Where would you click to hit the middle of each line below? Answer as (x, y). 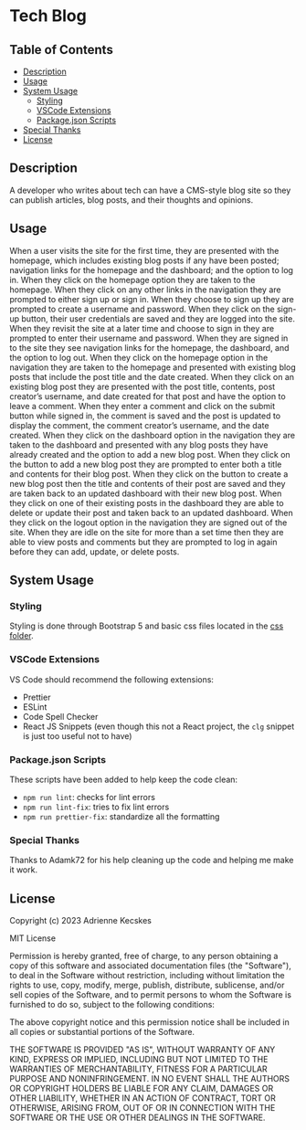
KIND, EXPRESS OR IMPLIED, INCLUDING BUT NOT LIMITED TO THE (139, 1060)
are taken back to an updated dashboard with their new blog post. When (146, 493)
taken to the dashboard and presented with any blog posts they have (139, 445)
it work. (24, 870)
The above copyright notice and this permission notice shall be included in (149, 1022)
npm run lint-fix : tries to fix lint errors (96, 807)
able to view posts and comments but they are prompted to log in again (143, 542)
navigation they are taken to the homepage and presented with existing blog (153, 367)
